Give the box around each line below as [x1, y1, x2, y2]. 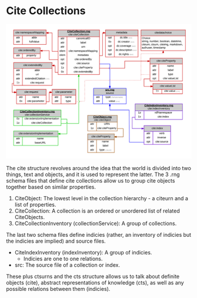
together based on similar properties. [6, 183, 96, 190]
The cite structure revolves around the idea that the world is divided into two [6, 164, 191, 171]
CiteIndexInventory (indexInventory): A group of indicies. [14, 249, 152, 256]
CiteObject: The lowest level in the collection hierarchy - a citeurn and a [14, 194, 188, 201]
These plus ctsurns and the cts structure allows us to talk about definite [6, 273, 180, 280]
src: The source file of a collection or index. [14, 261, 121, 269]
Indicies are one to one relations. [23, 255, 103, 262]
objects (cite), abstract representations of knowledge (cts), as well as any [6, 279, 184, 286]
